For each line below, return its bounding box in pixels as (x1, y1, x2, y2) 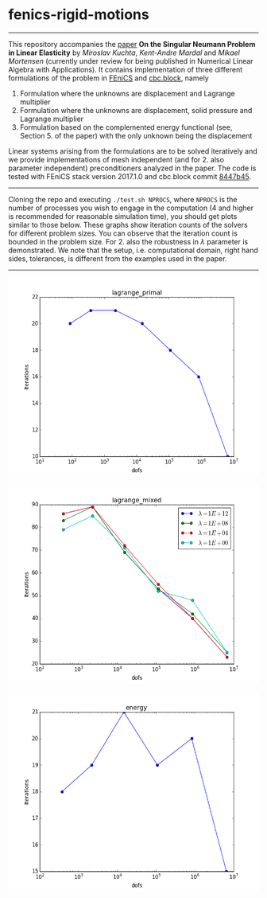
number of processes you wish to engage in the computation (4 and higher (8, 203, 254, 213)
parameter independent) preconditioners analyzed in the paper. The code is (8, 163, 257, 173)
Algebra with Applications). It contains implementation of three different (8, 64, 243, 74)
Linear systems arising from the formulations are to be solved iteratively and (8, 146, 257, 156)
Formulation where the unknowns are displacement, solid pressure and (19, 105, 253, 115)
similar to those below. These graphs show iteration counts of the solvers (8, 220, 248, 229)
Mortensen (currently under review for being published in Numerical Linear (8, 56, 253, 65)
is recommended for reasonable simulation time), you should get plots (8, 211, 238, 221)
